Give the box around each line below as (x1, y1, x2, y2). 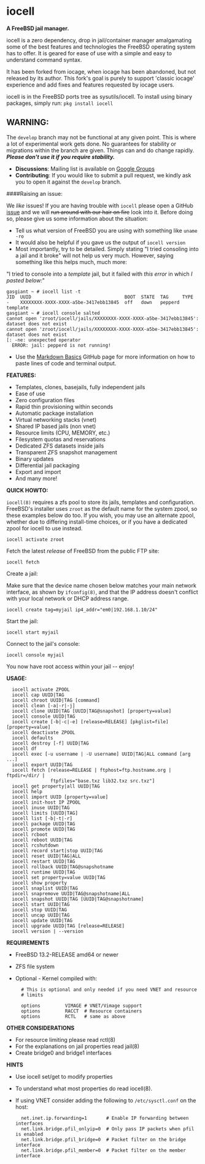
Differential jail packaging (15, 462, 80, 469)
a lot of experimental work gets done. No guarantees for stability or (6, 140, 177, 147)
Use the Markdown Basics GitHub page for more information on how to (15, 353, 195, 360)
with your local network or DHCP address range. (6, 594, 129, 602)
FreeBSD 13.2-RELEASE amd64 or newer (15, 950, 118, 958)
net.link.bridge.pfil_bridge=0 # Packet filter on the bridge (21, 1136, 186, 1143)
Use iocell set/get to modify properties (15, 1073, 113, 1080)
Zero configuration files (15, 396, 75, 403)
